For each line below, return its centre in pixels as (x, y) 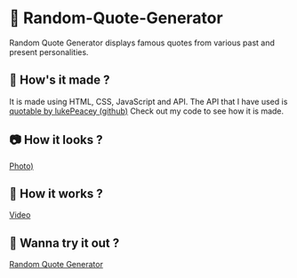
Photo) (21, 166)
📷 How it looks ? (56, 140)
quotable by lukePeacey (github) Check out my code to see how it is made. (147, 111)
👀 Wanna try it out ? (64, 243)
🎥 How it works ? (56, 193)
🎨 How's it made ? (60, 80)
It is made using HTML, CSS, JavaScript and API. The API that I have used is (148, 101)
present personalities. (49, 52)
